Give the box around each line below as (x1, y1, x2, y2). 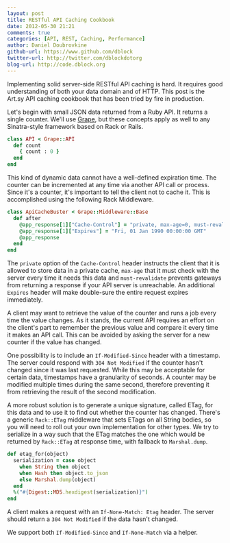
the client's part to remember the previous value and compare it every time (7, 324, 218, 332)
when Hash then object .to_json (19, 470, 109, 476)
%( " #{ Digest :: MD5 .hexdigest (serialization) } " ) (13, 489, 149, 496)
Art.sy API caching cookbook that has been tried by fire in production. (7, 94, 204, 103)
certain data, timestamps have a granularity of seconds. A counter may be (7, 373, 217, 381)
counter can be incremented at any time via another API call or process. (7, 181, 210, 189)
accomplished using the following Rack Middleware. (7, 195, 154, 203)
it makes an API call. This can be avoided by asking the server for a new (7, 330, 210, 339)
